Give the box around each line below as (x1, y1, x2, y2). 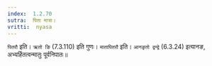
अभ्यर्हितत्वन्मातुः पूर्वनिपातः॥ (7, 51, 68, 59)
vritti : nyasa (7, 23, 52, 30)
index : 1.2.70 (7, 10, 52, 18)
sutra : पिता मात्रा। (7, 17, 56, 24)
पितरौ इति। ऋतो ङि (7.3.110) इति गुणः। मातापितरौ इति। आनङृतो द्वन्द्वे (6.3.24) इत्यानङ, (7, 43, 206, 51)
